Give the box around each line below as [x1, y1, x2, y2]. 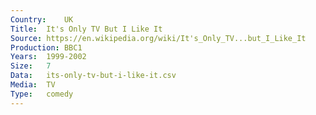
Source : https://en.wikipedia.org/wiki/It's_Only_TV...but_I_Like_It [10, 33, 307, 43]
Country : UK [10, 14, 74, 25]
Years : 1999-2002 [10, 52, 87, 62]
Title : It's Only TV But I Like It [10, 24, 163, 34]
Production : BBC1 [10, 42, 83, 53]
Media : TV [10, 80, 56, 90]
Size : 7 [10, 61, 52, 71]
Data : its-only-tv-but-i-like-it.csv [10, 71, 177, 81]
